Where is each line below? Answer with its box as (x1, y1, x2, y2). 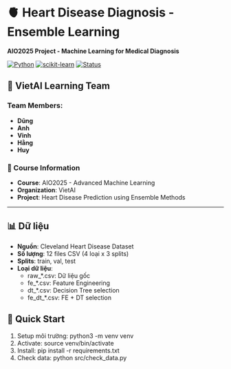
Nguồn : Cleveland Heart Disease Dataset (16, 242, 134, 251)
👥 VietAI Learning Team (7, 80, 110, 92)
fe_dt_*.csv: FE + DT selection (27, 293, 112, 302)
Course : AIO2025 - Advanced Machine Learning (16, 178, 155, 187)
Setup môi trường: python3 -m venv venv (16, 331, 134, 340)
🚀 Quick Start (7, 313, 65, 325)
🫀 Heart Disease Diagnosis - (7, 5, 175, 21)
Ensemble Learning (7, 24, 120, 40)
